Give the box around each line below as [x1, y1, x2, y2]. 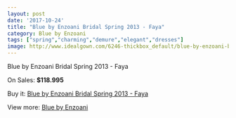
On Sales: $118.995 [7, 76, 65, 84]
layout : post [7, 10, 46, 18]
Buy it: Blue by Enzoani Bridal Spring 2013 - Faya [7, 89, 149, 98]
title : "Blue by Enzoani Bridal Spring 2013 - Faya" [7, 23, 165, 30]
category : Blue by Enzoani [7, 29, 86, 37]
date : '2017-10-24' [7, 17, 65, 24]
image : [7, 43, 27, 50]
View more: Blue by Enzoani [7, 103, 88, 111]
